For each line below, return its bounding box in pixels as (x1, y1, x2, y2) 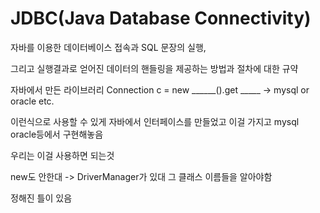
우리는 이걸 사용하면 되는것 (10, 149, 115, 161)
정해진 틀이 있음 (10, 192, 73, 204)
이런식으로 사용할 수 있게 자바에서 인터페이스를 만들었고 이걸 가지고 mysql (10, 115, 300, 127)
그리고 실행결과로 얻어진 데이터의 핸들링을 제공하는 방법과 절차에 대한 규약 (10, 62, 299, 74)
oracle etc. (10, 95, 55, 107)
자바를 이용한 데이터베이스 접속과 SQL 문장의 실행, (10, 41, 207, 53)
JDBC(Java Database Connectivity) (10, 7, 312, 30)
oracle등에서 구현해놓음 (10, 128, 104, 140)
